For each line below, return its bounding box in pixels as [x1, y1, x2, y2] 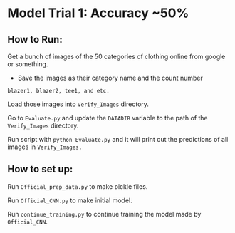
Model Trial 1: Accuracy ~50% [7, 5, 189, 21]
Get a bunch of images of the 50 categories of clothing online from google [7, 52, 226, 61]
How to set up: [7, 163, 73, 175]
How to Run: [7, 33, 63, 46]
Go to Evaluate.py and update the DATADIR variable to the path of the [7, 114, 208, 122]
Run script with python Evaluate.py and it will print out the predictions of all [7, 135, 229, 143]
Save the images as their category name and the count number [17, 73, 203, 82]
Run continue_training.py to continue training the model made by [7, 209, 202, 218]
